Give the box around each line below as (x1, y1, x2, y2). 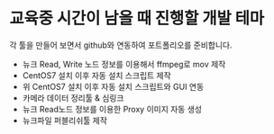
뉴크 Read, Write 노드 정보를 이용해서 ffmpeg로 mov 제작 (22, 58, 226, 69)
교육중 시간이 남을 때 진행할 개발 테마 (9, 8, 264, 29)
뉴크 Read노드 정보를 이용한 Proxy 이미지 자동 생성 (22, 103, 203, 114)
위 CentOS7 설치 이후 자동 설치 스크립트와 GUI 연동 (22, 81, 205, 92)
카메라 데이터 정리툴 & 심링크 (22, 92, 124, 103)
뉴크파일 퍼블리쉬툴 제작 (22, 114, 108, 126)
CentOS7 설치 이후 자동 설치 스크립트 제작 (22, 69, 171, 81)
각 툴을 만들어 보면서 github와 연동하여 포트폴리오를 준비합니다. (9, 40, 233, 50)
